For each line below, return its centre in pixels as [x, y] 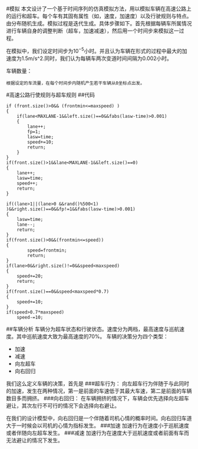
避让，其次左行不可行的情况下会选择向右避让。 [63, 405]
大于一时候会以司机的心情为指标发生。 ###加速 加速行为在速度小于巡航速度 [98, 425]
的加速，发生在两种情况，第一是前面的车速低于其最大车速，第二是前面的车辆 [99, 391]
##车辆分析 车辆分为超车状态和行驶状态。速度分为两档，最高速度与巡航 [93, 329]
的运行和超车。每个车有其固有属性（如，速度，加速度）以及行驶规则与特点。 [99, 16]
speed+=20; [30, 276]
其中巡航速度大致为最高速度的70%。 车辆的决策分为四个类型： [93, 336]
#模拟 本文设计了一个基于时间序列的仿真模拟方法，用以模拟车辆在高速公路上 [99, 9]
